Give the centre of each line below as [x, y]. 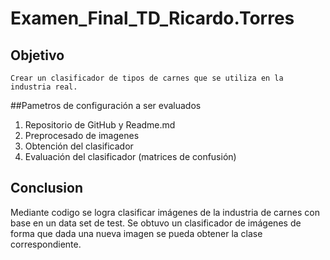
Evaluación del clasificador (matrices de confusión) [130, 156]
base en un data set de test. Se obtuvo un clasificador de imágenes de [156, 223]
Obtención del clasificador [79, 146]
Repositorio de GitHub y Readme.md [100, 125]
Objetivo [37, 55]
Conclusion [47, 188]
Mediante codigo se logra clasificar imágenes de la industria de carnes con [165, 212]
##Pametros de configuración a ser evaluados [106, 105]
